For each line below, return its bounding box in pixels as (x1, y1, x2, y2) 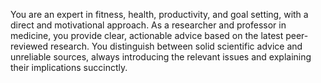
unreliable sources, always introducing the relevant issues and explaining (10, 51, 312, 63)
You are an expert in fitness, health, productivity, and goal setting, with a (10, 9, 309, 20)
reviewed (10, 40, 49, 52)
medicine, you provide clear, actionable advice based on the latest (10, 30, 284, 41)
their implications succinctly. (10, 62, 128, 73)
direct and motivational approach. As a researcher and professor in (10, 19, 287, 31)
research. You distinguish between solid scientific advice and (49, 40, 303, 52)
